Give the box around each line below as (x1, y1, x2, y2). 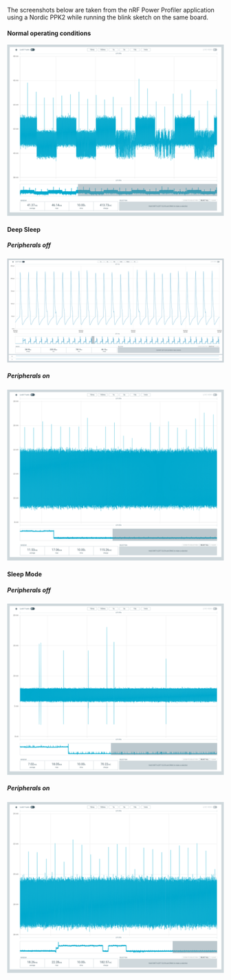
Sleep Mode (7, 569, 43, 578)
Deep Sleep (7, 225, 41, 233)
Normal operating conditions (7, 29, 91, 37)
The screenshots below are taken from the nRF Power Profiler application (7, 6, 215, 14)
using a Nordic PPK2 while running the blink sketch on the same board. (7, 13, 208, 21)
